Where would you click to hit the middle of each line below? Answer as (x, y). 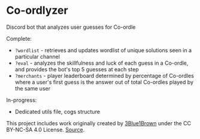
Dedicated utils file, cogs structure (57, 111)
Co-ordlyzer (37, 10)
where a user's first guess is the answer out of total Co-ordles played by (104, 82)
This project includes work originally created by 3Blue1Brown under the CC (99, 123)
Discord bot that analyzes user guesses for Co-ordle (71, 27)
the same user (33, 88)
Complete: (19, 38)
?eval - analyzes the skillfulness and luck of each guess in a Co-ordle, (101, 63)
